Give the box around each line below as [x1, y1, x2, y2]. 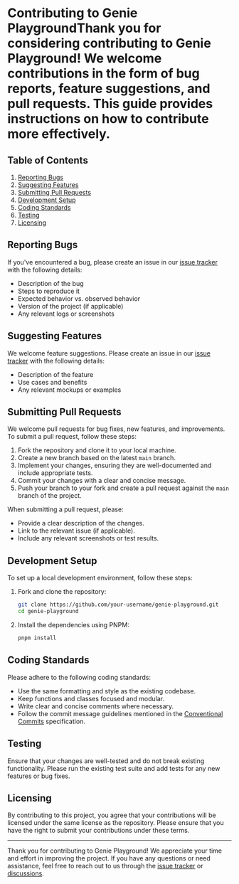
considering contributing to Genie [7, 36, 211, 51]
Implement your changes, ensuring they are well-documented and [17, 461, 212, 470]
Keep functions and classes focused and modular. [17, 694, 165, 703]
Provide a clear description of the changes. [17, 519, 144, 528]
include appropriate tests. [17, 469, 93, 477]
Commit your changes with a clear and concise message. [17, 476, 186, 485]
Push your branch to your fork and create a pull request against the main [17, 484, 230, 492]
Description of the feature [17, 370, 94, 378]
